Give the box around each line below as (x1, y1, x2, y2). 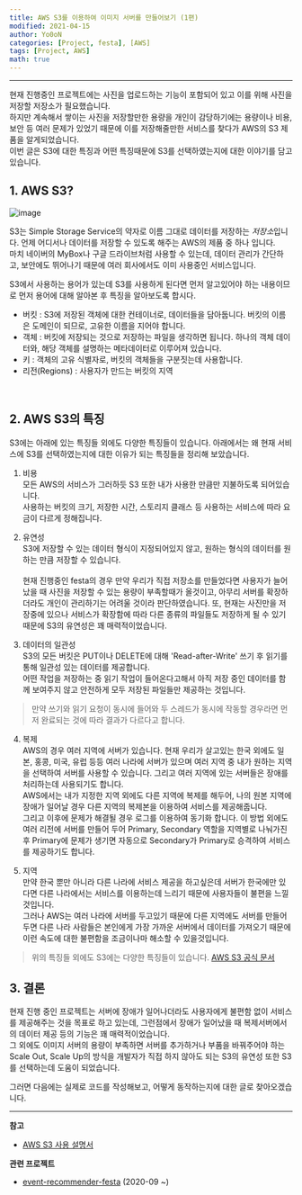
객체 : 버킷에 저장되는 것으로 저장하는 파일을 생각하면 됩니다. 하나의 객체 (22, 331, 274, 342)
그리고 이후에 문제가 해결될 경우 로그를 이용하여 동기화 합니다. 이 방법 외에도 (22, 812, 289, 823)
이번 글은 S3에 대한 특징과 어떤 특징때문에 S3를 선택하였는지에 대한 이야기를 (9, 146, 276, 156)
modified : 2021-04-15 (9, 22, 91, 31)
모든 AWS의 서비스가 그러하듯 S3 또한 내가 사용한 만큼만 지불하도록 (22, 479, 259, 490)
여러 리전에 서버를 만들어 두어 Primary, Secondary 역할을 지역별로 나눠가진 (22, 823, 288, 834)
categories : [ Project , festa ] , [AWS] (9, 38, 151, 48)
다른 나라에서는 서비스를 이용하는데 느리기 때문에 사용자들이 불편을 (39, 887, 272, 898)
